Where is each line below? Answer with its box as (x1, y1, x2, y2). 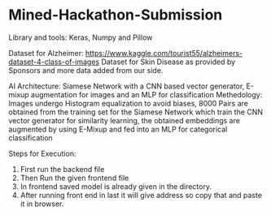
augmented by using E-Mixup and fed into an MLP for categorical (8, 124, 228, 134)
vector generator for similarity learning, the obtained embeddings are (8, 115, 240, 125)
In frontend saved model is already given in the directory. (20, 181, 212, 191)
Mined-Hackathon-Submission (8, 6, 223, 24)
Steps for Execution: (8, 148, 76, 158)
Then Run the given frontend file (20, 173, 129, 183)
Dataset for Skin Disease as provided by (101, 57, 236, 67)
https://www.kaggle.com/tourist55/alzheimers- (85, 48, 243, 58)
